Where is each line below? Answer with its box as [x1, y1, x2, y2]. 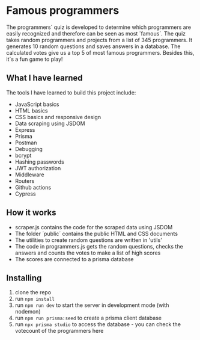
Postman [14, 139, 37, 146]
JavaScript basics [14, 100, 59, 108]
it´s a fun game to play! [6, 55, 63, 63]
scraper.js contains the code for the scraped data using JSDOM [14, 223, 173, 230]
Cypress [14, 190, 36, 197]
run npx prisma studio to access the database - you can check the [14, 321, 181, 328]
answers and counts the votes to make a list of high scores [14, 249, 161, 256]
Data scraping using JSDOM [14, 120, 85, 127]
